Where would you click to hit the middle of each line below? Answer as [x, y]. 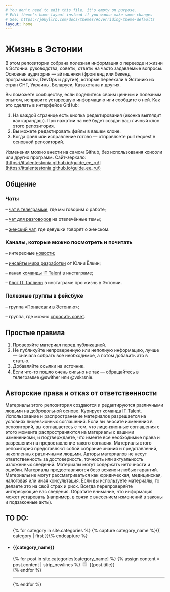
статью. [21, 361]
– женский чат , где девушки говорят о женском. [57, 229]
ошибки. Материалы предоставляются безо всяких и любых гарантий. [82, 470]
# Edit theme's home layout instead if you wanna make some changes [79, 15]
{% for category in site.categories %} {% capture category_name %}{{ [86, 530]
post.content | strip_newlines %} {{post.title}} [64, 565]
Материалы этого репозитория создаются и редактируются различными [84, 405]
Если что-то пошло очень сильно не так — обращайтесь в [76, 372]
